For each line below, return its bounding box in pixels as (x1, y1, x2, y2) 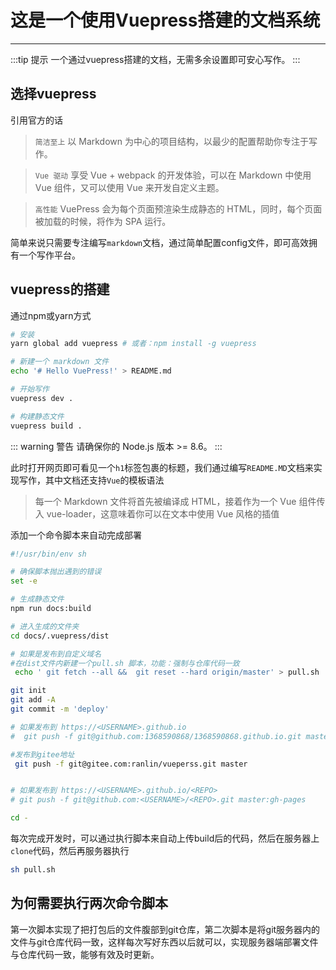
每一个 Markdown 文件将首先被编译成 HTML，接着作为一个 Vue (34, 495, 297, 507)
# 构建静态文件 (10, 411, 65, 421)
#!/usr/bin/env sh (10, 549, 87, 559)
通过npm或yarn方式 (10, 309, 92, 321)
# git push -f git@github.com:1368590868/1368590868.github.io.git (10, 731, 302, 741)
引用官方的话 (10, 114, 63, 126)
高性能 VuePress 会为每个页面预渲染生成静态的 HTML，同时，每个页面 (34, 202, 323, 215)
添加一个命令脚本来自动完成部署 (10, 529, 142, 541)
